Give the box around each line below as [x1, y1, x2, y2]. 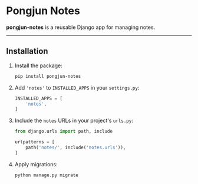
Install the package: [14, 62, 63, 69]
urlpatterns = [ [14, 139, 55, 145]
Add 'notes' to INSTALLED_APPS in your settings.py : [14, 84, 140, 91]
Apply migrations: [14, 160, 58, 167]
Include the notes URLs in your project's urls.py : [14, 117, 134, 124]
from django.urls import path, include [14, 129, 113, 134]
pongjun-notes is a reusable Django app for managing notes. [6, 24, 156, 31]
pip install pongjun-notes [14, 73, 81, 79]
